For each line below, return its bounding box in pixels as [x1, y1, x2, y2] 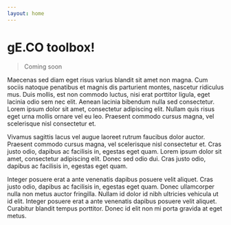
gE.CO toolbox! [7, 39, 95, 55]
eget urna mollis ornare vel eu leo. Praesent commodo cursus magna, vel [7, 112, 214, 120]
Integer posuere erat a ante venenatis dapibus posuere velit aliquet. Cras [7, 175, 213, 183]
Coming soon [23, 62, 63, 71]
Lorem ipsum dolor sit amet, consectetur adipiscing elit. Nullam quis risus [7, 104, 215, 113]
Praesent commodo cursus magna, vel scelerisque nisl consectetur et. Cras [7, 140, 222, 148]
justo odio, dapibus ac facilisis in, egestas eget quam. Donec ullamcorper [7, 182, 215, 191]
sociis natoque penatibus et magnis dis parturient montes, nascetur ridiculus [7, 83, 224, 91]
